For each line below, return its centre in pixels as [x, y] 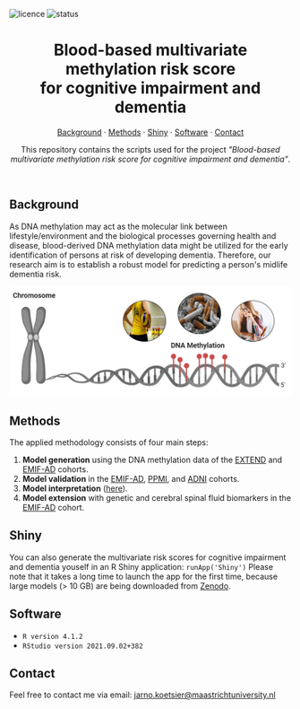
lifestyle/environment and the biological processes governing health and [143, 236]
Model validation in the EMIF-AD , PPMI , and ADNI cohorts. [131, 478]
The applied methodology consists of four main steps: [109, 442]
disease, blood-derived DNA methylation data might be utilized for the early [149, 245]
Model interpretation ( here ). [75, 488]
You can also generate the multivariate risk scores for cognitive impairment [148, 557]
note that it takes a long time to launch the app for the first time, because [144, 576]
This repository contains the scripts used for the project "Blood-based [150, 149]
